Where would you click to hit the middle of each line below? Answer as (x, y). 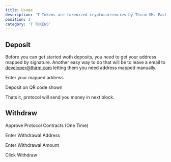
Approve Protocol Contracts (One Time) (47, 125)
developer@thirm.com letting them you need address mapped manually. (81, 68)
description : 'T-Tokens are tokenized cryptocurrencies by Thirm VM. (81, 15)
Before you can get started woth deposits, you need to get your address (81, 57)
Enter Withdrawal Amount (32, 145)
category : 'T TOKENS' (28, 24)
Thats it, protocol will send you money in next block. (60, 98)
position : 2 (18, 19)
